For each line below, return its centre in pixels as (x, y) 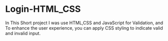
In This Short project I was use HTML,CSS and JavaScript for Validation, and (84, 23)
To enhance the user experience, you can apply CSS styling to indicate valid (84, 28)
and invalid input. (23, 33)
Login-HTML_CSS (43, 9)
